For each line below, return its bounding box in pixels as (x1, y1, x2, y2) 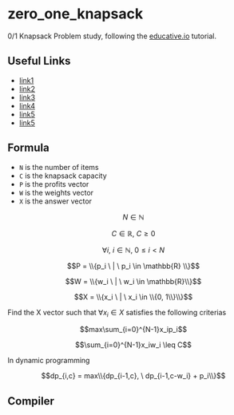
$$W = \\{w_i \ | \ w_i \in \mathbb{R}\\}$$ (65, 276, 202, 286)
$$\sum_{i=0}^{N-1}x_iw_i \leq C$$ (74, 340, 192, 350)
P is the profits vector (18, 179, 89, 188)
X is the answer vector (18, 196, 93, 206)
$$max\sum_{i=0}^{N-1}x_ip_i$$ (79, 325, 188, 334)
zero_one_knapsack (7, 5, 144, 23)
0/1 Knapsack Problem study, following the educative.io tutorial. (7, 31, 217, 41)
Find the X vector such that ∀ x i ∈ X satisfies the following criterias (7, 307, 227, 319)
